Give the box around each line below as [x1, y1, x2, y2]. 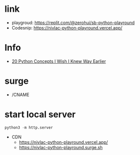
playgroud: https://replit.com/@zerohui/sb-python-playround [11, 20, 135, 26]
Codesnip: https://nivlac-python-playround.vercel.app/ [11, 25, 123, 30]
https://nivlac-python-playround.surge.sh [19, 144, 103, 150]
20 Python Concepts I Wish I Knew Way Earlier [11, 58, 106, 64]
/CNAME [11, 92, 30, 98]
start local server [4, 109, 76, 120]
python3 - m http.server [4, 125, 53, 130]
